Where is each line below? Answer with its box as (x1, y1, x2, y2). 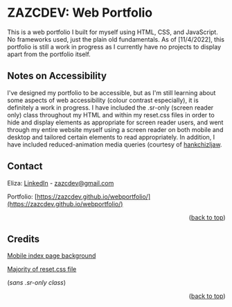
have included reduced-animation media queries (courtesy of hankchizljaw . (7, 140, 222, 149)
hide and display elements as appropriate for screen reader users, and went (7, 118, 224, 126)
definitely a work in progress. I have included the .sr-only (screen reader (7, 103, 214, 112)
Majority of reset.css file (7, 265, 77, 274)
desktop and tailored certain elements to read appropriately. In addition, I (7, 133, 215, 141)
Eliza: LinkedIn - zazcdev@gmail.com (7, 179, 114, 187)
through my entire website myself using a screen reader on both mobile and (7, 125, 224, 133)
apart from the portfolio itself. (7, 50, 91, 58)
